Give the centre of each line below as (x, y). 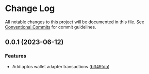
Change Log (30, 8)
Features (16, 56)
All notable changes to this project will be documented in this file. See (75, 22)
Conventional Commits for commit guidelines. (50, 27)
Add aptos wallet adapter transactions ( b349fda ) (61, 66)
